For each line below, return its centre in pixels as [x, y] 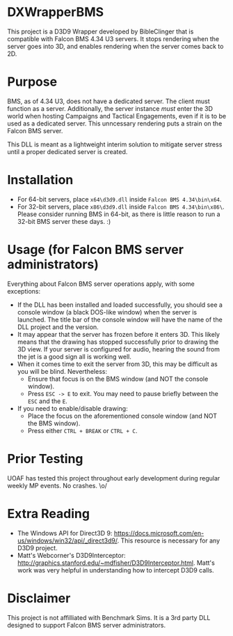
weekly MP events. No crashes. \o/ [57, 485]
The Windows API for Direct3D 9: [65, 533]
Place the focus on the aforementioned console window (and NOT [122, 416]
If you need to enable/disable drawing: [72, 408]
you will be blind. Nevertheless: [62, 371]
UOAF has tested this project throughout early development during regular [114, 478]
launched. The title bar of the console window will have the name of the [120, 319]
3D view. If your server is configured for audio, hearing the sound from [119, 349]
